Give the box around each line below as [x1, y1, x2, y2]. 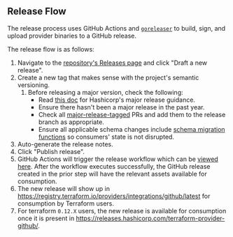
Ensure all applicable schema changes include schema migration [38, 125, 225, 133]
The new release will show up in [17, 184, 111, 192]
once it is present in [17, 214, 75, 222]
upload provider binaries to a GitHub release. [7, 31, 136, 40]
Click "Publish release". [17, 147, 85, 155]
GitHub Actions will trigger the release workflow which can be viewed [17, 155, 218, 163]
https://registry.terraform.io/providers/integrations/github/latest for [17, 192, 211, 200]
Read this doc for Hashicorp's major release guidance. [38, 95, 196, 104]
